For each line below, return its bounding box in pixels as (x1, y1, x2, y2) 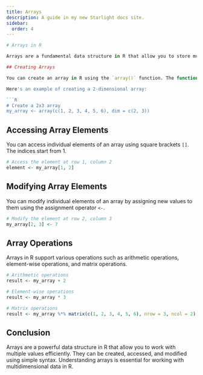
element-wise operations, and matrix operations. (6, 261, 127, 268)
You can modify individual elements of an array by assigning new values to (6, 197, 193, 204)
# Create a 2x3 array (6, 102, 61, 109)
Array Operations (6, 238, 73, 248)
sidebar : (6, 20, 28, 26)
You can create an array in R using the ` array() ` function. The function (6, 75, 199, 81)
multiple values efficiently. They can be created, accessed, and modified (6, 350, 187, 357)
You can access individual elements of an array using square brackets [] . (6, 141, 189, 148)
